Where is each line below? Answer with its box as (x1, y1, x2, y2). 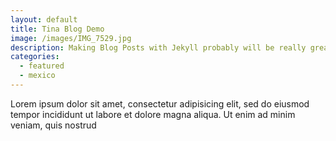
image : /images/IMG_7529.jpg (10, 33, 132, 43)
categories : (10, 52, 60, 62)
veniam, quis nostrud (10, 119, 97, 131)
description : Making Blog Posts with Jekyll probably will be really (10, 42, 307, 53)
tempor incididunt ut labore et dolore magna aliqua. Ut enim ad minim (10, 108, 296, 120)
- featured (19, 61, 65, 71)
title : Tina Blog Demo (10, 24, 105, 34)
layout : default (10, 14, 78, 25)
